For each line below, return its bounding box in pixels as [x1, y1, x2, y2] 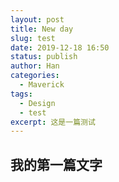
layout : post [10, 14, 65, 25]
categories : [10, 71, 60, 81]
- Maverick [19, 80, 65, 90]
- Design [19, 98, 56, 108]
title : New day [10, 24, 74, 34]
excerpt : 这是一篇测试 [10, 117, 96, 127]
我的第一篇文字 [10, 156, 103, 173]
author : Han [10, 61, 60, 71]
